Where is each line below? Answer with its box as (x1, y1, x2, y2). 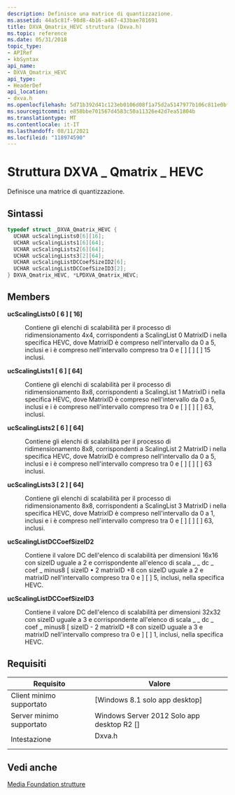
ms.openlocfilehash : (7, 102, 68, 109)
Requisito (33, 679, 66, 689)
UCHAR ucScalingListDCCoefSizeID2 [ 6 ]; (13, 258, 127, 266)
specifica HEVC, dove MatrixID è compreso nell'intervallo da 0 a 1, (24, 509, 215, 517)
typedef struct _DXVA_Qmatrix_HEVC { (7, 226, 117, 233)
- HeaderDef (7, 82, 42, 89)
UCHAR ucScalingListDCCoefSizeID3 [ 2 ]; (13, 265, 127, 272)
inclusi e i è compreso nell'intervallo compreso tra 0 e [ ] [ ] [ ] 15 (24, 345, 211, 354)
